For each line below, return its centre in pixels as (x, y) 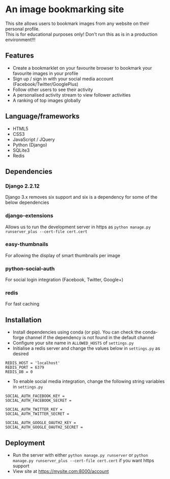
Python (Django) (30, 145)
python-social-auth (30, 268)
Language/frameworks (42, 116)
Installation (23, 320)
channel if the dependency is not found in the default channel (90, 338)
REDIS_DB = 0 (19, 372)
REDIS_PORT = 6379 (25, 368)
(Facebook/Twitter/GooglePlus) (46, 84)
